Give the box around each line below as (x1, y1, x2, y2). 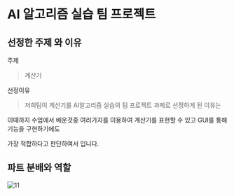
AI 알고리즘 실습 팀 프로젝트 (7, 6, 156, 22)
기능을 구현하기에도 (7, 125, 60, 133)
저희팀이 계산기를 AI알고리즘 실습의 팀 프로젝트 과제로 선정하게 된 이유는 (24, 101, 221, 109)
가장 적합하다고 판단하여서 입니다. (7, 139, 99, 148)
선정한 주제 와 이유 (7, 36, 82, 48)
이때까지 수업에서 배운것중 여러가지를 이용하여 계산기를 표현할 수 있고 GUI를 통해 (7, 116, 228, 124)
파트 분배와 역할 (7, 162, 71, 174)
